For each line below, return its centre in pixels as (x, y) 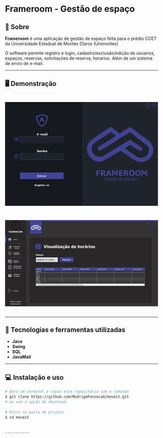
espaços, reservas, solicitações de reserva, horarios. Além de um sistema (79, 58)
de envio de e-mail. (24, 63)
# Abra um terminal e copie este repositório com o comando (67, 392)
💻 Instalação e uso (34, 377)
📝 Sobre (17, 27)
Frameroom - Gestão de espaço (70, 9)
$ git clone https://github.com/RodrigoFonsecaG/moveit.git (67, 397)
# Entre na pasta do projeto (34, 412)
